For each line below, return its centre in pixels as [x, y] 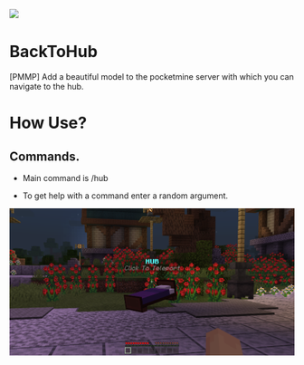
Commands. [45, 156]
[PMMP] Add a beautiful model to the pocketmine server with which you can [152, 76]
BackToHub [53, 52]
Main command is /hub [65, 178]
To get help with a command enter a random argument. [125, 196]
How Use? [48, 123]
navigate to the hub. [47, 86]
